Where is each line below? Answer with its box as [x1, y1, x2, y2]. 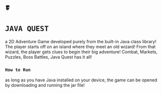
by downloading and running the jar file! [5, 82, 85, 88]
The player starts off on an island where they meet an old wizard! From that [5, 44, 156, 49]
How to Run [5, 67, 31, 73]
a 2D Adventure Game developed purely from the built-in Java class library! [5, 38, 157, 44]
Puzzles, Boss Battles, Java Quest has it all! [5, 54, 92, 60]
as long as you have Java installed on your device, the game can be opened [5, 77, 157, 83]
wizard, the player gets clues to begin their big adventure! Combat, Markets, [5, 49, 158, 55]
